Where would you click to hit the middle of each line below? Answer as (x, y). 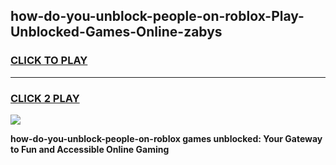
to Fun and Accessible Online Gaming (90, 149)
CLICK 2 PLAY (45, 98)
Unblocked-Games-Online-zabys (116, 32)
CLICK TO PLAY (49, 61)
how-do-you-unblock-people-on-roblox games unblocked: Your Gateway (166, 138)
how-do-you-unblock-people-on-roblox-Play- (157, 16)
